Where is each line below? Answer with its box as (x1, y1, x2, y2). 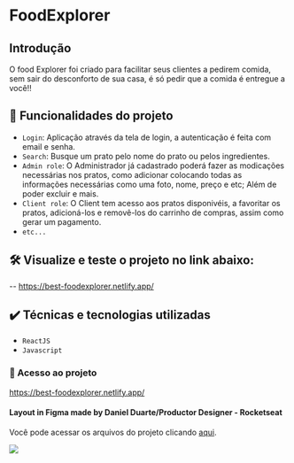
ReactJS (21, 337, 50, 346)
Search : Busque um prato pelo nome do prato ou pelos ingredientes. (21, 150, 270, 161)
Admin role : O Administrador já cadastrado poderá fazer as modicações (21, 160, 285, 171)
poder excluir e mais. (21, 188, 99, 199)
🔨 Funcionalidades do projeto (9, 108, 174, 124)
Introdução (9, 41, 72, 56)
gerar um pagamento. (21, 216, 102, 227)
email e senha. (21, 141, 75, 151)
